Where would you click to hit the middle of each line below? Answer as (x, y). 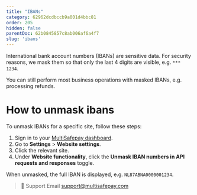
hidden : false (24, 28)
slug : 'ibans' (24, 39)
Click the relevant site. (42, 150)
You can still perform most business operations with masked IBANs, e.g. (94, 80)
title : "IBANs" (25, 12)
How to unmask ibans (60, 110)
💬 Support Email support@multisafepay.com (75, 186)
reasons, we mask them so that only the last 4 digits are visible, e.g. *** (93, 62)
